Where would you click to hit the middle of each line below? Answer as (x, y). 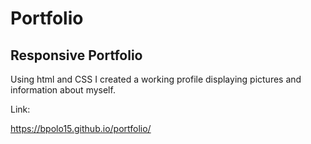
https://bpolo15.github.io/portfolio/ (81, 128)
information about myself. (63, 90)
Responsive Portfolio (76, 55)
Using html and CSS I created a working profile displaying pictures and (156, 79)
